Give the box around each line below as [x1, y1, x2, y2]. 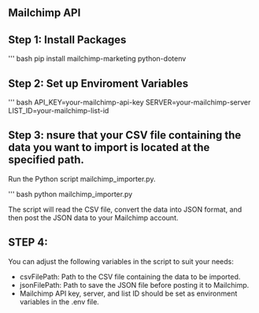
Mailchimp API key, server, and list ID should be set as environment [19, 289, 238, 298]
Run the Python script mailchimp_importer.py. [8, 174, 156, 183]
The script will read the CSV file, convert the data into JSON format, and [8, 204, 242, 214]
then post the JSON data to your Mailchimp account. [8, 212, 179, 223]
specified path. [8, 153, 84, 167]
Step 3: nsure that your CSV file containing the [8, 129, 242, 142]
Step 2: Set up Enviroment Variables [8, 76, 189, 90]
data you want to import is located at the [8, 141, 210, 154]
